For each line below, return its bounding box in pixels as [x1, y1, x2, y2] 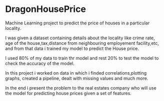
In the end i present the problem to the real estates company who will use [5, 85, 156, 91]
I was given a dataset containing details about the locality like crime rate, [5, 35, 155, 41]
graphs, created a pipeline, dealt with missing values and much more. [5, 75, 148, 81]
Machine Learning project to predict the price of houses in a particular [5, 20, 150, 26]
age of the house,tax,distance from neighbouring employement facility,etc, [5, 40, 159, 46]
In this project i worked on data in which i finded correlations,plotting [5, 70, 147, 76]
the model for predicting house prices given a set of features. [5, 90, 131, 96]
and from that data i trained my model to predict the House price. [5, 45, 139, 51]
